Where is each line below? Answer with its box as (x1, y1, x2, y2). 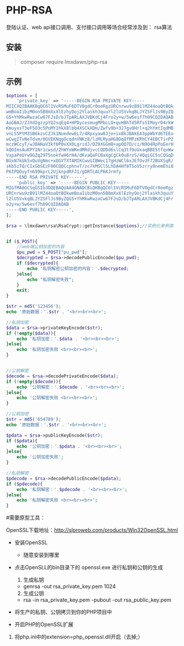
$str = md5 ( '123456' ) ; (6, 304, 61, 310)
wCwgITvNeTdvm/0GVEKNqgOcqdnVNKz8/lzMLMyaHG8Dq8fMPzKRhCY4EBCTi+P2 (6, 136, 174, 142)
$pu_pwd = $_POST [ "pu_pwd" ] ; (16, 249, 88, 255)
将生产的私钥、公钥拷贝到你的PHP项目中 (14, 609, 113, 616)
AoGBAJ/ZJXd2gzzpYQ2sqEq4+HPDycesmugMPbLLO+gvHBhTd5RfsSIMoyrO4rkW (6, 119, 174, 126)
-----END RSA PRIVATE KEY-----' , (6, 174, 88, 180)
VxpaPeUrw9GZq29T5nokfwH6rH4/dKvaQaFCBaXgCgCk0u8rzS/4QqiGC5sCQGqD (6, 153, 174, 159)
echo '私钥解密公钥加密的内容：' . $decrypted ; (27, 266, 130, 272)
